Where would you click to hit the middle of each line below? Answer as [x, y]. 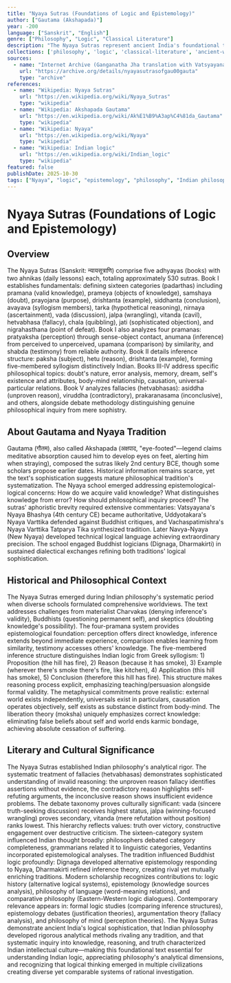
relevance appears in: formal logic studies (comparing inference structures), [115, 906]
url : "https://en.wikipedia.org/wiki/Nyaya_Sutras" [95, 97]
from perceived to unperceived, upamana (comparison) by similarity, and [110, 344]
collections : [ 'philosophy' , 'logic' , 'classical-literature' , [100, 52]
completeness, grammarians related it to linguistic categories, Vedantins [109, 847]
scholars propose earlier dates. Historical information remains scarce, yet [111, 471]
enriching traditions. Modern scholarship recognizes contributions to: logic [113, 876]
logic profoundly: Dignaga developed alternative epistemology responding [112, 862]
